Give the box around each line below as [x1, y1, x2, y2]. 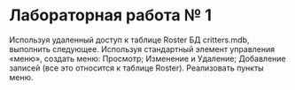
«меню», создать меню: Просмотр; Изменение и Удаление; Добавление [9, 53, 286, 64]
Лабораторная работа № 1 [9, 5, 213, 26]
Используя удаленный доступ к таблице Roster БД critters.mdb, [9, 34, 250, 45]
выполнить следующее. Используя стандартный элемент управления [9, 43, 276, 54]
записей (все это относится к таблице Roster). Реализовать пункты [9, 63, 264, 73]
